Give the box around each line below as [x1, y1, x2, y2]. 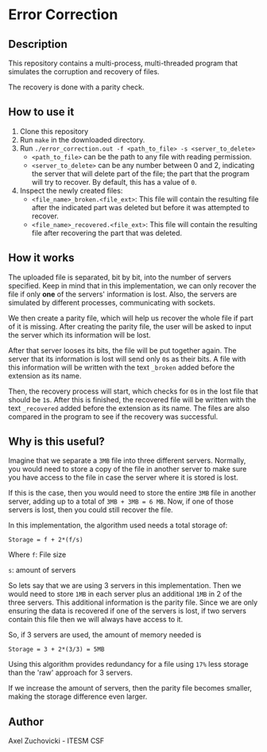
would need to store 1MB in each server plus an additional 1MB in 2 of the [8, 589, 242, 599]
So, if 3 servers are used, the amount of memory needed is [8, 630, 202, 640]
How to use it [8, 105, 75, 119]
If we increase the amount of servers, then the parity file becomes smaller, [8, 683, 253, 693]
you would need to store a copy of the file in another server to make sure [8, 464, 247, 474]
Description [8, 37, 68, 51]
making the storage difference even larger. [8, 691, 148, 702]
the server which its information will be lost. [8, 330, 151, 339]
